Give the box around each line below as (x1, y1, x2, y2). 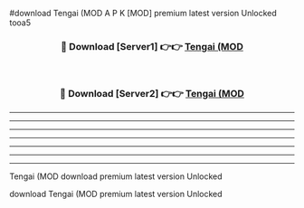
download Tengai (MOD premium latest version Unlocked (9, 188, 223, 199)
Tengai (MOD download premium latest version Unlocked (9, 171, 223, 182)
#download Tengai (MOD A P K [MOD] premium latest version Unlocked (9, 8, 278, 18)
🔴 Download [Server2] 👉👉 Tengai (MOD (60, 88, 244, 100)
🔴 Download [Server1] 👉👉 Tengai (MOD (60, 40, 244, 52)
